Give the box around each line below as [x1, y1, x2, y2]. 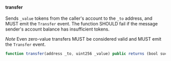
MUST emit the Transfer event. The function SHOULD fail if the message [5, 21, 158, 27]
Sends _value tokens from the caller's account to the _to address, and [5, 15, 153, 21]
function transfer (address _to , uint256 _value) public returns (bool [5, 51, 158, 56]
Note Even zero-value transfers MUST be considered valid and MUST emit [5, 36, 162, 42]
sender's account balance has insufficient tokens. [5, 26, 110, 33]
